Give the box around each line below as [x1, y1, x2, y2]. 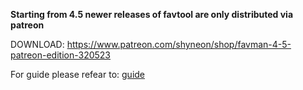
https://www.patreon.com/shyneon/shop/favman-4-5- [66, 39, 292, 50]
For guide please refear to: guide [10, 69, 146, 80]
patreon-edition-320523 [10, 49, 112, 61]
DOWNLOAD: [10, 39, 65, 50]
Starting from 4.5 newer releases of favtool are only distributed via [10, 9, 294, 20]
